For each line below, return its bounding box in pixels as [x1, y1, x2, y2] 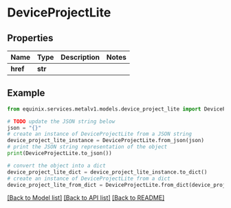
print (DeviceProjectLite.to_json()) [7, 150, 112, 157]
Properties [7, 32, 54, 44]
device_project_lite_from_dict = [7, 181, 103, 188]
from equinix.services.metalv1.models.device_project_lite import [7, 105, 201, 113]
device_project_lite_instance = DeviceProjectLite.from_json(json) [7, 137, 205, 144]
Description [60, 53, 100, 62]
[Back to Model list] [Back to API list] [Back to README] [7, 194, 165, 202]
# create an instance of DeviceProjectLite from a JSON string [7, 130, 192, 138]
